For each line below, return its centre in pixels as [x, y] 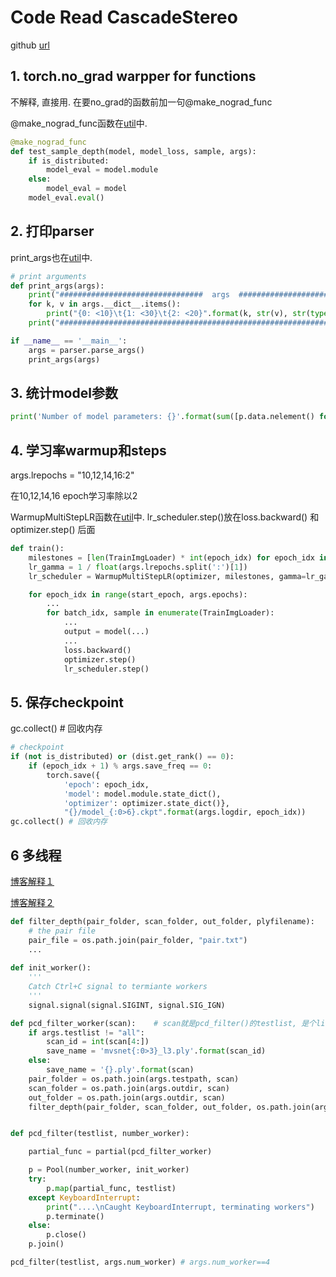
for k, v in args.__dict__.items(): [105, 304]
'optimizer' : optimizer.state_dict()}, [146, 803]
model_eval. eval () [66, 198]
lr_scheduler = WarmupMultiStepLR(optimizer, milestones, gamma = [167, 576]
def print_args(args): [57, 286]
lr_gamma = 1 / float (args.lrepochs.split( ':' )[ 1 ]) [138, 567]
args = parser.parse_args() [86, 350]
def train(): [37, 549]
